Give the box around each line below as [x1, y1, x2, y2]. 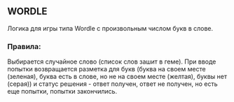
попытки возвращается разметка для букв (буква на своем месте [7, 65, 206, 73]
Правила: [7, 41, 41, 51]
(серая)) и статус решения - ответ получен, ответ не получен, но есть [7, 80, 219, 88]
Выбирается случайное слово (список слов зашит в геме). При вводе [7, 57, 216, 66]
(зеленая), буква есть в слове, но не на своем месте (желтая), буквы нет [7, 73, 228, 81]
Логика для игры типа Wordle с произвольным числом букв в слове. [7, 24, 214, 32]
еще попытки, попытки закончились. [7, 87, 118, 96]
